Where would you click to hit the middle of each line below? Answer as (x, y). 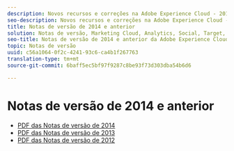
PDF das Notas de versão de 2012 (66, 140)
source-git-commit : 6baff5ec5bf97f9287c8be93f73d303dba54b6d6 (99, 65)
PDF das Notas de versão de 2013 (66, 132)
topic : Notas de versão (42, 46)
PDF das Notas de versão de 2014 (66, 125)
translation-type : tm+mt (43, 59)
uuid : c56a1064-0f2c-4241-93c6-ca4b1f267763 (73, 53)
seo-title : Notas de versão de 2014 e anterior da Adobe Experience (109, 40)
